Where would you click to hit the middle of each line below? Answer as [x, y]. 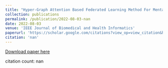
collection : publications [32, 14]
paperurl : [15, 33]
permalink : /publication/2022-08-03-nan [48, 19]
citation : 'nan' [22, 38]
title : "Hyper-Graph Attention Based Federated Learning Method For [78, 10]
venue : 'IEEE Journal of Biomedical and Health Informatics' [70, 28]
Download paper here [27, 51]
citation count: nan [24, 61]
